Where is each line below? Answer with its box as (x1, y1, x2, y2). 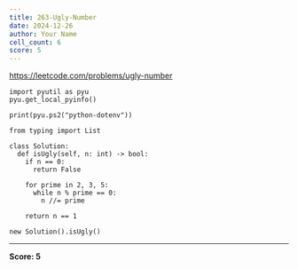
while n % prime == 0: (32, 188, 117, 198)
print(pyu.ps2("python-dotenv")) (9, 111, 133, 120)
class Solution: (9, 142, 69, 151)
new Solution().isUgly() (9, 227, 101, 236)
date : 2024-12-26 (9, 21, 74, 30)
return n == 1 (25, 212, 77, 221)
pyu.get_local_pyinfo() (9, 95, 98, 105)
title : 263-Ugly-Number (9, 12, 98, 22)
